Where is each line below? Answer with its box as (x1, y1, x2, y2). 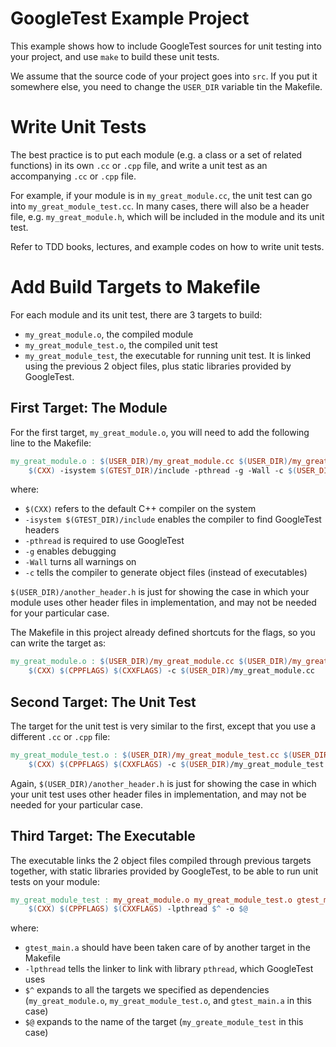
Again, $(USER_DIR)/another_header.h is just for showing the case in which (10, 777, 317, 789)
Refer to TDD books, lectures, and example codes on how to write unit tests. (10, 240, 325, 252)
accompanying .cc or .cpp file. (10, 170, 137, 182)
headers (24, 524, 60, 536)
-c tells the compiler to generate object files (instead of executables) (24, 567, 308, 579)
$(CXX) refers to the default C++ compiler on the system (24, 503, 257, 515)
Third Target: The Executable (10, 828, 196, 845)
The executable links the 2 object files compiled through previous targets (10, 854, 312, 866)
